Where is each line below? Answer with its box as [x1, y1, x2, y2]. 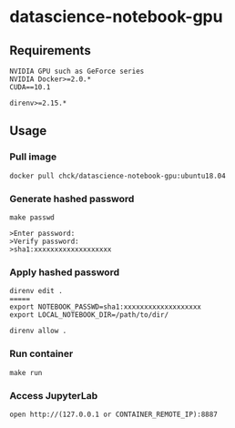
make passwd [9, 212, 55, 222]
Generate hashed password [9, 192, 135, 205]
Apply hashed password [9, 266, 120, 279]
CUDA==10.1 [9, 83, 51, 92]
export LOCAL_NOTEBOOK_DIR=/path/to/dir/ [9, 311, 169, 320]
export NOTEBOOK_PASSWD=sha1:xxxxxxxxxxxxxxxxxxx [9, 302, 202, 311]
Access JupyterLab [9, 389, 98, 402]
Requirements [9, 43, 91, 58]
